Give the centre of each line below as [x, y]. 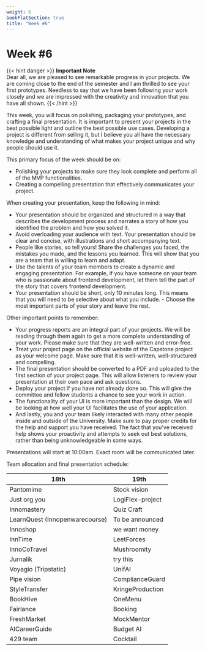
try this [123, 560]
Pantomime [26, 490]
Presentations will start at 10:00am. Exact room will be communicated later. [101, 452]
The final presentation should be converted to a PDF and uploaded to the [107, 369]
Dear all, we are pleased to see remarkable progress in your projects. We [98, 77]
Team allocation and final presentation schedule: [68, 464]
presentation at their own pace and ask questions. [78, 382]
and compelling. [35, 362]
